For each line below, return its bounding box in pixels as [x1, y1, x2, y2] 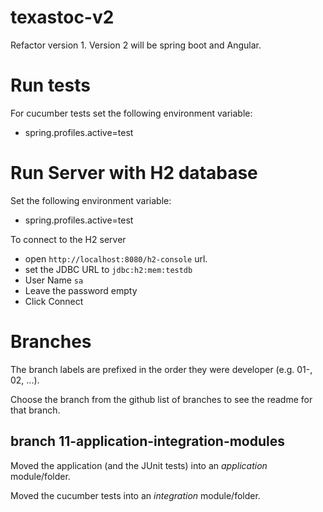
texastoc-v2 [10, 6, 115, 29]
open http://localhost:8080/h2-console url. [24, 252, 208, 265]
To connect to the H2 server [10, 233, 127, 245]
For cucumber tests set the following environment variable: [10, 107, 253, 119]
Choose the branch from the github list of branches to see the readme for [10, 393, 313, 405]
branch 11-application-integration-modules [10, 433, 286, 450]
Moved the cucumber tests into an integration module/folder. [10, 489, 261, 501]
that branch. [10, 404, 61, 416]
